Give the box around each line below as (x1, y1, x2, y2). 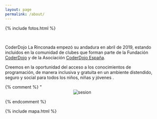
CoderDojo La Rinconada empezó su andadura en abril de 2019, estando (5, 44, 152, 50)
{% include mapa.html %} (5, 108, 57, 114)
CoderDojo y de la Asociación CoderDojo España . (5, 54, 106, 60)
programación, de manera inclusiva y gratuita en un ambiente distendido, (5, 69, 153, 75)
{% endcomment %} (5, 98, 46, 104)
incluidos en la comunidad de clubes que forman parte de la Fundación (5, 49, 148, 55)
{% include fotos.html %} (5, 25, 56, 31)
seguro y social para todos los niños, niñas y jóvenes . (5, 74, 114, 80)
